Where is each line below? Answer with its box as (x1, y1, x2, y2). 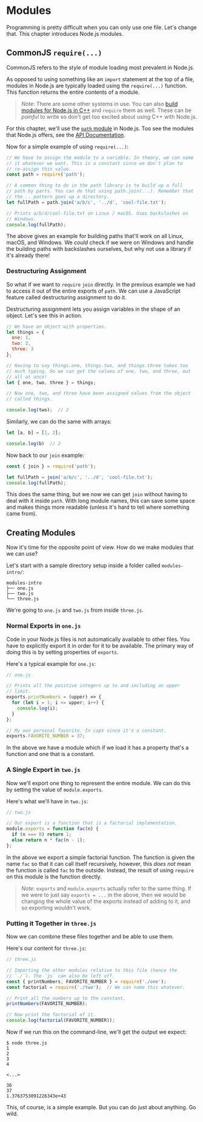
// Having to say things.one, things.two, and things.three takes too (6, 362, 188, 368)
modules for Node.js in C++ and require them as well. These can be (21, 107, 192, 114)
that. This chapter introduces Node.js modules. (6, 30, 124, 37)
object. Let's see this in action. (6, 311, 83, 319)
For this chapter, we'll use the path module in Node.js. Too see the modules (6, 125, 194, 132)
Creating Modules (6, 528, 76, 538)
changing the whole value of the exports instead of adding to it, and (21, 897, 191, 905)
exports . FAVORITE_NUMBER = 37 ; (6, 733, 85, 739)
